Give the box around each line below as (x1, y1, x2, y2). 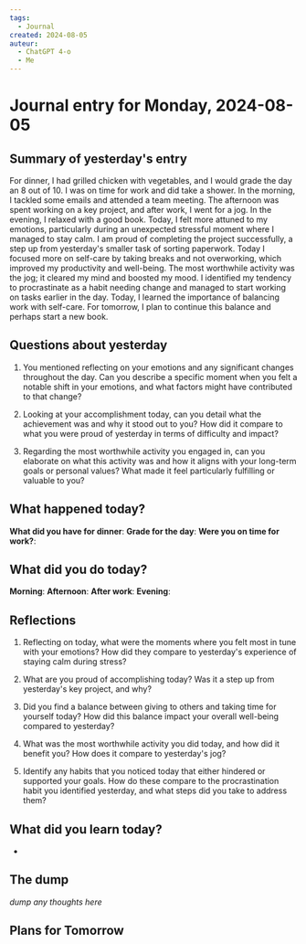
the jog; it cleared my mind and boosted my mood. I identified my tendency (9, 272, 292, 283)
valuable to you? (22, 474, 85, 485)
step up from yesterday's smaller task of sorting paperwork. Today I (9, 243, 265, 254)
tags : (9, 13, 30, 23)
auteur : (9, 38, 39, 48)
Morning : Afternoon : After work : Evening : (9, 586, 171, 597)
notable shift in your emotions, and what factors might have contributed (22, 381, 292, 392)
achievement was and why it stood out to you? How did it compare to (22, 418, 283, 430)
